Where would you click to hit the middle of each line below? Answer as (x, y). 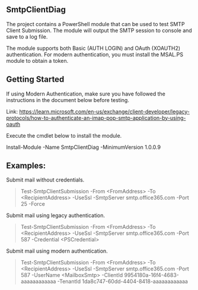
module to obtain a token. (37, 60)
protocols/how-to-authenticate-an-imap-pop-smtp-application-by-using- (96, 117)
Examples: (26, 166)
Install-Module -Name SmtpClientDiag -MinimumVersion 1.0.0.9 (84, 147)
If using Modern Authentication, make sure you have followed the (86, 94)
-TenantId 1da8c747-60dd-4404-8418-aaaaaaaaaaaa (123, 282)
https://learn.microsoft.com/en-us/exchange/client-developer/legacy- (104, 111)
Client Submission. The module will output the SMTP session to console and (99, 30)
